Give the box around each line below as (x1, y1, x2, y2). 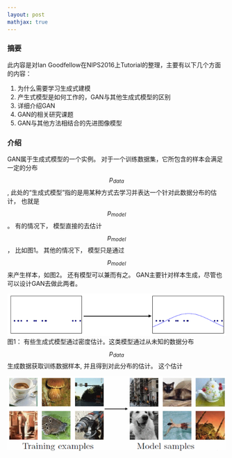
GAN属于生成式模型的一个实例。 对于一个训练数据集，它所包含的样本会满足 (7, 155, 224, 163)
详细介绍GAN (17, 101, 56, 110)
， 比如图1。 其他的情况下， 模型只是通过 (7, 246, 125, 255)
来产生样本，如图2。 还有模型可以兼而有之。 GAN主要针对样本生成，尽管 (7, 271, 217, 279)
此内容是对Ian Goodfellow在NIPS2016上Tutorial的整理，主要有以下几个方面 (7, 60, 222, 69)
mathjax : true (7, 18, 49, 26)
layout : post (7, 11, 45, 18)
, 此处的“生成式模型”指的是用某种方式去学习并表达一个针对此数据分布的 (7, 188, 211, 196)
